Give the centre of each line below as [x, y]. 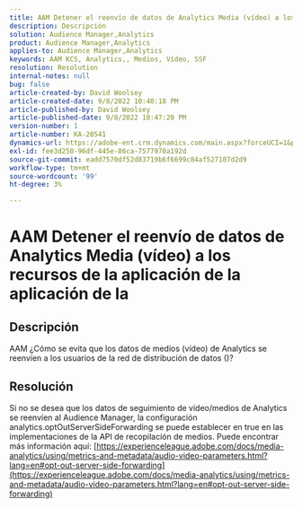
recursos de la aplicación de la [125, 275]
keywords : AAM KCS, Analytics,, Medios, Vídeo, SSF [108, 59]
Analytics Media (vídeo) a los [120, 256]
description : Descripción [58, 26]
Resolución [41, 386]
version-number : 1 [44, 127]
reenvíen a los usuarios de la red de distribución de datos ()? [121, 358]
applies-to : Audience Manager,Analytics [86, 51]
